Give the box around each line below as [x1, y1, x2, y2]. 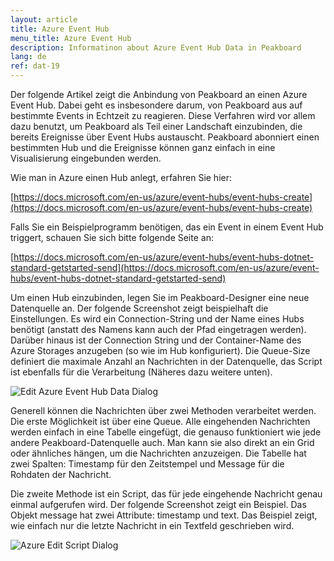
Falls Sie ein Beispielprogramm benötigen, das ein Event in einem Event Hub [10, 221, 324, 233]
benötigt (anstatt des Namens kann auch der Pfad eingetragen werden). [10, 324, 307, 335]
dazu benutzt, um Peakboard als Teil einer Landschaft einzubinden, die [10, 121, 303, 132]
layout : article [10, 14, 78, 25]
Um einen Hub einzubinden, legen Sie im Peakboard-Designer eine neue [10, 292, 310, 303]
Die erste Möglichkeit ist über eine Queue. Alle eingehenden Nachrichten [10, 416, 311, 427]
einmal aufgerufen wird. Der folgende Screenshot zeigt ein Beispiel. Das [10, 499, 307, 510]
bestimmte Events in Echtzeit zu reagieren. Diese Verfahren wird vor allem [10, 110, 316, 121]
